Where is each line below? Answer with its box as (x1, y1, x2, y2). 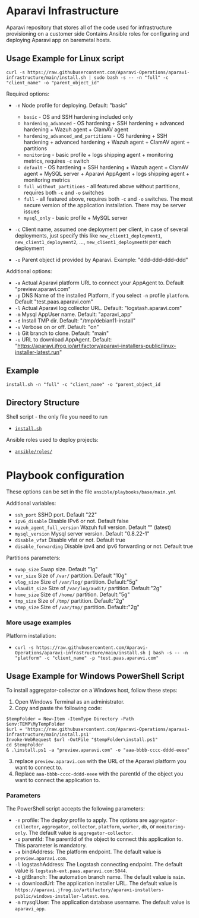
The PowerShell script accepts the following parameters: (6, 805, 145, 812)
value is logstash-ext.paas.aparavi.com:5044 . (14, 867, 128, 874)
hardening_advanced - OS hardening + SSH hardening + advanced (23, 119, 185, 126)
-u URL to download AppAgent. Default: (14, 335, 112, 343)
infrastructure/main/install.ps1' (6, 732, 92, 737)
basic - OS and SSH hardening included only (23, 113, 134, 120)
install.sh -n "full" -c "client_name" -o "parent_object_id (6, 381, 161, 387)
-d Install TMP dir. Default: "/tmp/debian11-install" (14, 316, 136, 324)
